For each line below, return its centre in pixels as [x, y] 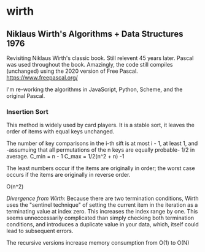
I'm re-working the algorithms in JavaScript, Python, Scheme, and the [95, 89]
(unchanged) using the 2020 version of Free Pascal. [72, 71]
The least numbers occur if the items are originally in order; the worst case [101, 168]
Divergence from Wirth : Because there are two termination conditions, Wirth [102, 198]
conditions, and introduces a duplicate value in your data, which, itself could [103, 224]
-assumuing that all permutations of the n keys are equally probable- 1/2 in [101, 150]
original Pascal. [26, 96]
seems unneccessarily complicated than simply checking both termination [100, 218]
